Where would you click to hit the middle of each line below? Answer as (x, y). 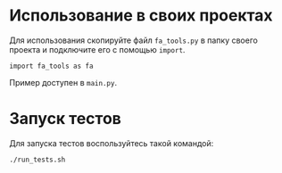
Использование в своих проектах (141, 16)
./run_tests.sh (37, 160)
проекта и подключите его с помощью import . (97, 49)
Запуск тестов (66, 119)
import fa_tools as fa (51, 66)
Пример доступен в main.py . (63, 82)
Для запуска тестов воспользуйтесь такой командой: (112, 143)
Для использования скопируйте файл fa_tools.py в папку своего (134, 40)
